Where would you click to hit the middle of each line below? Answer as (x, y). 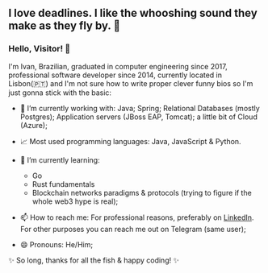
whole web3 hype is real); (75, 201)
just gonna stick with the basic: (60, 93)
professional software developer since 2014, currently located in (115, 75)
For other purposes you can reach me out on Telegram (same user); (133, 229)
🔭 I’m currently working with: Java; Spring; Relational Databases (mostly (140, 108)
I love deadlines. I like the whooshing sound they (133, 13)
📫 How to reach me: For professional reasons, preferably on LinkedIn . (137, 217)
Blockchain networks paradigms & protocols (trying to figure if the (142, 192)
